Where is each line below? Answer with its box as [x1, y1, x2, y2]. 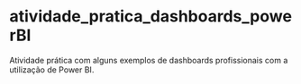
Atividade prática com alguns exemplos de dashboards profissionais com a [9, 55, 288, 65]
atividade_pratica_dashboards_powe [9, 6, 293, 27]
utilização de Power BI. [9, 64, 95, 75]
